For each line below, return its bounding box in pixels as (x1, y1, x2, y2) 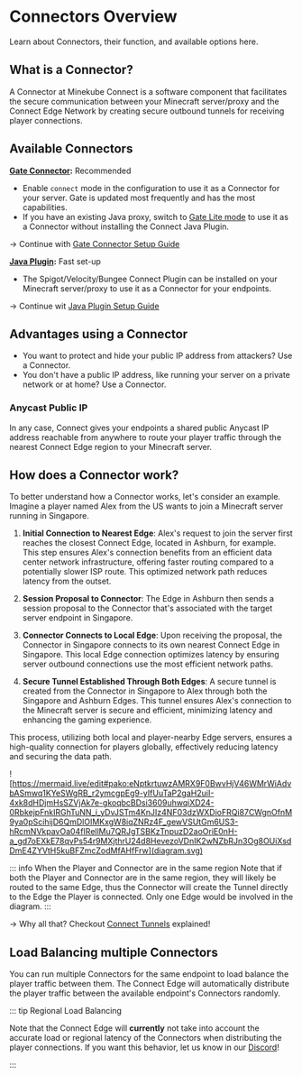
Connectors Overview (9, 6, 178, 27)
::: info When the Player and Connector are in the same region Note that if (9, 863, 282, 874)
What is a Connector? (9, 62, 133, 78)
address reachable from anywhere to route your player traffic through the (9, 431, 282, 443)
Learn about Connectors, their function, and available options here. (9, 36, 259, 47)
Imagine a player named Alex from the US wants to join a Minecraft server (9, 501, 284, 511)
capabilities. (22, 201, 68, 213)
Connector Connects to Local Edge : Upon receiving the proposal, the (22, 630, 282, 641)
